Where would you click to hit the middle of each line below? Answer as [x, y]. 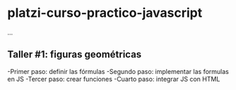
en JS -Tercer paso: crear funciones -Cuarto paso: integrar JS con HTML [114, 79]
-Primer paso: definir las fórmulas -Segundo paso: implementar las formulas [118, 71]
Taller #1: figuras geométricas [75, 54]
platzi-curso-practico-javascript [105, 13]
